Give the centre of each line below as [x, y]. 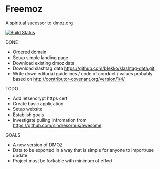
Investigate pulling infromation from [49, 120]
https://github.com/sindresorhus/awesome [57, 125]
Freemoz [24, 9]
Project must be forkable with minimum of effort [62, 161]
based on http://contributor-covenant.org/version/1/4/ [69, 79]
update [20, 155]
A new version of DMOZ [38, 145]
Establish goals [28, 115]
